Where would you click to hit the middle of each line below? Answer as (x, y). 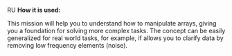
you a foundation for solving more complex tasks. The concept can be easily (116, 31)
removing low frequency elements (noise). (68, 45)
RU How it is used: (34, 10)
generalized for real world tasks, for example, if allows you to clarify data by (115, 38)
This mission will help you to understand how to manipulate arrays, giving (112, 23)
